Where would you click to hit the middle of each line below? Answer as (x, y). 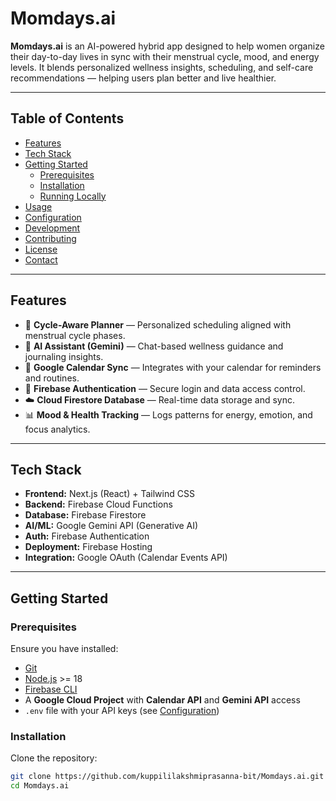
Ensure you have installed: (64, 649)
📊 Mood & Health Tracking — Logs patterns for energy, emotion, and (168, 414)
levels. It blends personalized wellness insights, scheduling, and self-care (162, 67)
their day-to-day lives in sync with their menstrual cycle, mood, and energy (165, 56)
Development (52, 228)
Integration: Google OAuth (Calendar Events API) (126, 558)
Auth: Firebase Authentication (87, 536)
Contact (41, 259)
